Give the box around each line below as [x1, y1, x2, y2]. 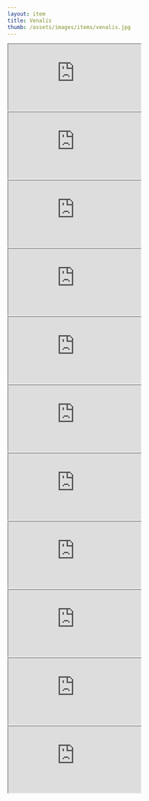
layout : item [7, 10, 46, 18]
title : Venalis [7, 17, 52, 24]
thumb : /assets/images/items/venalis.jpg [7, 23, 131, 30]
